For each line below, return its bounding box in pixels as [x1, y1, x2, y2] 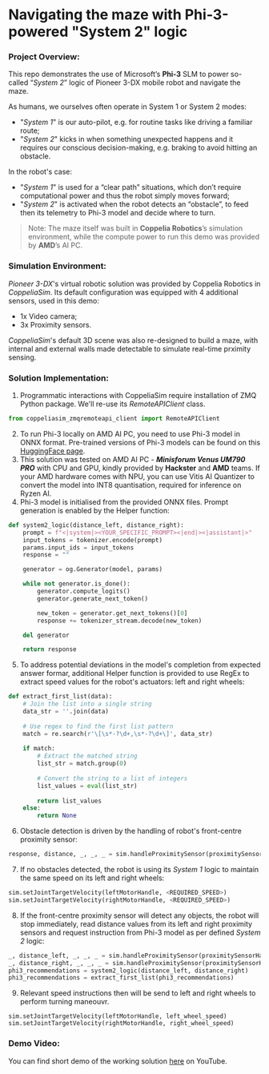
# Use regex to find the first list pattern [22, 722, 174, 730]
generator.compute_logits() [37, 587, 130, 596]
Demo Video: [8, 1038, 60, 1049]
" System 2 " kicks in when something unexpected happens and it [19, 135, 234, 144]
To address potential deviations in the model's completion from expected [19, 660, 261, 670]
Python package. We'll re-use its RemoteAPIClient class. [19, 399, 206, 409]
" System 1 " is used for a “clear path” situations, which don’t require [19, 183, 242, 192]
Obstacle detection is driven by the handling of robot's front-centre [19, 827, 242, 836]
